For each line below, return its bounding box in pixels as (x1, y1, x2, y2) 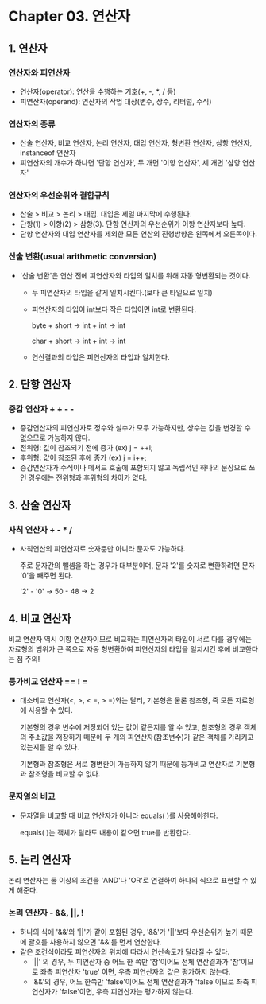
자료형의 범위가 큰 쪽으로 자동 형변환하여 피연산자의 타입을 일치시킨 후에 (8, 644, 231, 653)
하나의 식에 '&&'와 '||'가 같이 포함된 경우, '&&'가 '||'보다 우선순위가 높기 (19, 927, 238, 936)
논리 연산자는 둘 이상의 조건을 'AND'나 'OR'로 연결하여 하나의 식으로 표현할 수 (8, 876, 249, 885)
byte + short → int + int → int (31, 320, 126, 330)
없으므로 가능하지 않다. (19, 433, 91, 442)
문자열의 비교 (8, 791, 56, 802)
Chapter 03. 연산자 (8, 7, 131, 25)
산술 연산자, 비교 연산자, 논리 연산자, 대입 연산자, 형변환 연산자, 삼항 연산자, (19, 138, 253, 148)
